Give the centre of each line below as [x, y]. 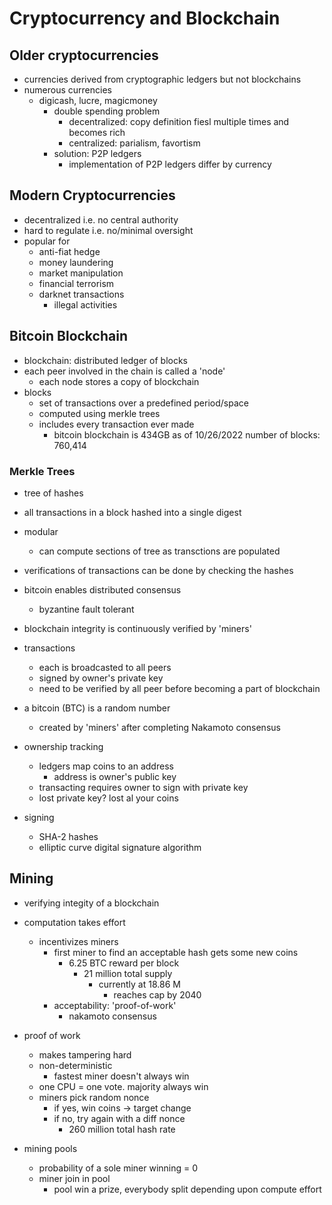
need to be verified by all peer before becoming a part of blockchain [179, 688]
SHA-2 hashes [68, 836]
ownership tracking [63, 746]
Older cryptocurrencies [84, 55]
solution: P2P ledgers [97, 153]
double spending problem [107, 111]
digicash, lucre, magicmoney [98, 100]
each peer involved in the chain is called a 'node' [124, 371]
